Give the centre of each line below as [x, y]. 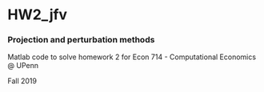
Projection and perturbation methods [81, 40]
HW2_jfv [38, 15]
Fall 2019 [22, 81]
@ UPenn [23, 66]
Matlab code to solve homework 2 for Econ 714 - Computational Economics [132, 57]
